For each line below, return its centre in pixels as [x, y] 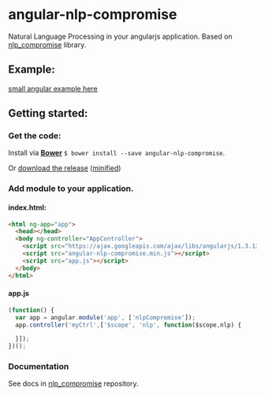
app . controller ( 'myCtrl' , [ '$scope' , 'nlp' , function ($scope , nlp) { [129, 325]
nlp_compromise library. [47, 44]
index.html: [28, 207]
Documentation [39, 367]
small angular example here [53, 88]
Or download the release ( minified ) [65, 168]
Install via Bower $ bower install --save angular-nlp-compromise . [117, 153]
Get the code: [35, 136]
